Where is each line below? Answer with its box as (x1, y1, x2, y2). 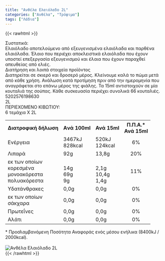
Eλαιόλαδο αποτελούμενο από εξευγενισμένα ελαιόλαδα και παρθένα (5, 46, 154, 52)
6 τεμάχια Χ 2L (5, 109, 37, 115)
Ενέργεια (8, 139, 30, 146)
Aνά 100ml (63, 124, 91, 132)
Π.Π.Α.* (126, 121, 145, 128)
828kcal (63, 142, 83, 149)
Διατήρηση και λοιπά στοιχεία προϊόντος (5, 67, 91, 73)
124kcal (95, 142, 115, 149)
